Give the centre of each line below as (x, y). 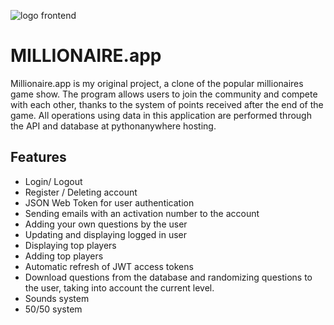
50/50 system (53, 309)
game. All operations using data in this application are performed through (161, 115)
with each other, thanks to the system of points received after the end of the (167, 104)
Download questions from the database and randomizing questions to (168, 277)
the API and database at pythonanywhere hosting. (113, 126)
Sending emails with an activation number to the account (142, 213)
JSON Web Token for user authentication (109, 202)
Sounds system (57, 298)
